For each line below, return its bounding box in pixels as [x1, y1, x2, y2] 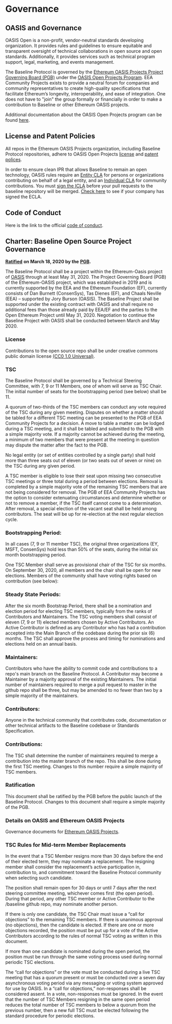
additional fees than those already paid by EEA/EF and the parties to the [5, 306, 158, 313]
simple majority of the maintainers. [5, 692, 79, 699]
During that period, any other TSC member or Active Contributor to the [5, 896, 155, 902]
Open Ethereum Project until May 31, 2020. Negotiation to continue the [5, 312, 155, 318]
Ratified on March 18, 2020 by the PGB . [5, 259, 91, 265]
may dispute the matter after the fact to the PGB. [5, 442, 108, 448]
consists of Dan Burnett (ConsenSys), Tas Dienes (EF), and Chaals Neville [5, 291, 162, 297]
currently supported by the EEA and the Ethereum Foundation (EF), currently [5, 285, 167, 291]
